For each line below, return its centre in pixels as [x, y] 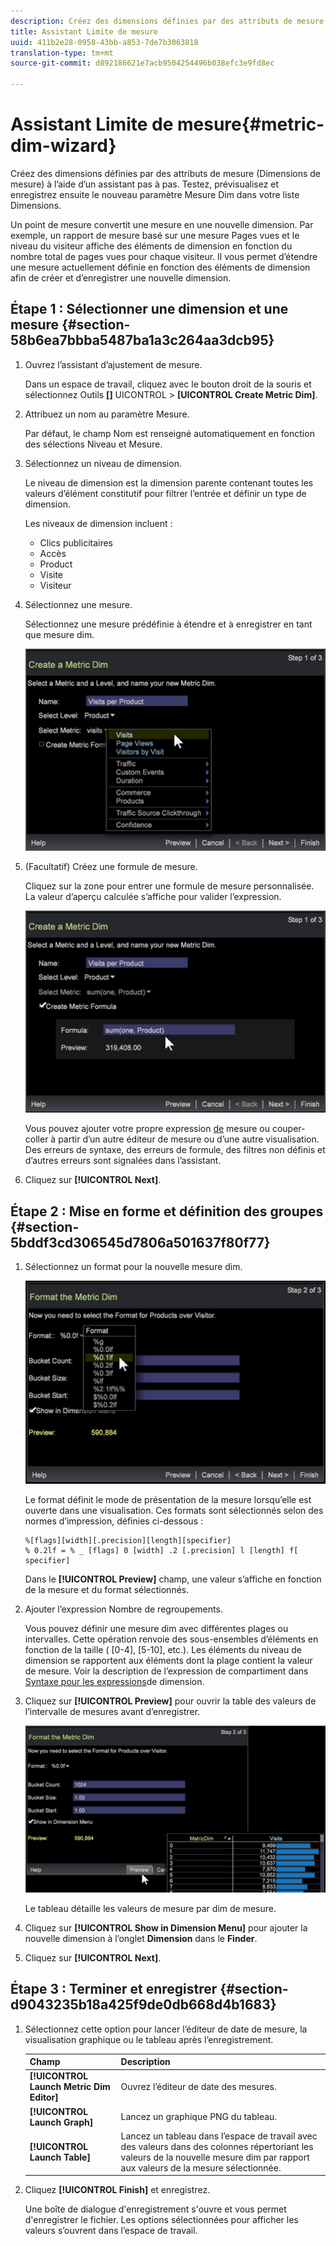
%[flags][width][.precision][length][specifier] [128, 1540]
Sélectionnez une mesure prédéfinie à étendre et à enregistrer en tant [168, 624]
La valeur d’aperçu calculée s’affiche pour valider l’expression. [153, 896]
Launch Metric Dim [70, 2087]
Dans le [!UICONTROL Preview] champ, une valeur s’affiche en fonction [173, 1579]
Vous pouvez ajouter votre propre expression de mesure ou [147, 1129]
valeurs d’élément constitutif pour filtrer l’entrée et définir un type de [165, 493]
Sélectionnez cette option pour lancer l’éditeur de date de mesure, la [166, 2029]
